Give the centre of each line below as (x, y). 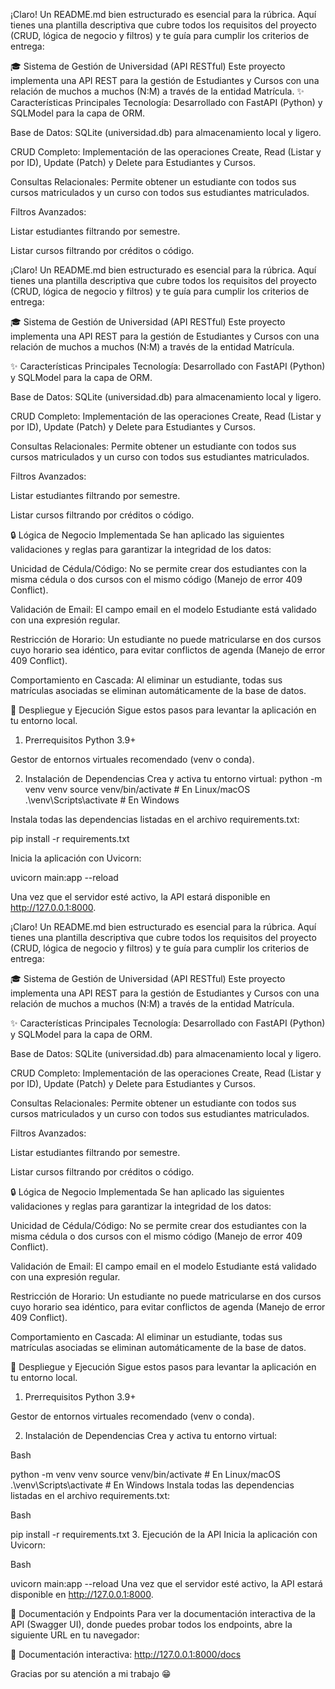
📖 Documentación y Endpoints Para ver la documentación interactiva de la (163, 1613)
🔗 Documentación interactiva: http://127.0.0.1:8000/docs (126, 1654)
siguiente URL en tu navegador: (75, 1635)
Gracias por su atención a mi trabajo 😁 (91, 1673)
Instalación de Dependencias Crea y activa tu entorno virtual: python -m (173, 778)
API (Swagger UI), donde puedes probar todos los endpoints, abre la (151, 1624)
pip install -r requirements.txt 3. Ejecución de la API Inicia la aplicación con (164, 1534)
